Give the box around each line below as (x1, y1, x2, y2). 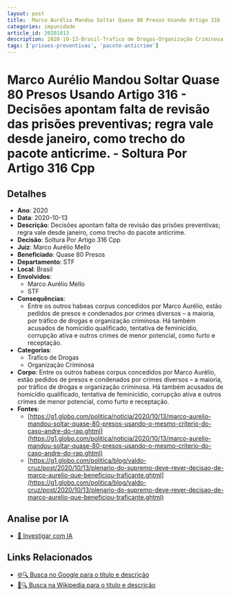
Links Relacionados (7, 552, 93, 563)
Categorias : (17, 346, 52, 354)
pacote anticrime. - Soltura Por (7, 146, 188, 161)
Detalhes (7, 188, 47, 199)
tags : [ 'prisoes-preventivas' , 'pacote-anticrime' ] (7, 42, 159, 49)
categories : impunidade (7, 23, 76, 30)
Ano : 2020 (17, 206, 48, 215)
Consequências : (17, 295, 66, 302)
